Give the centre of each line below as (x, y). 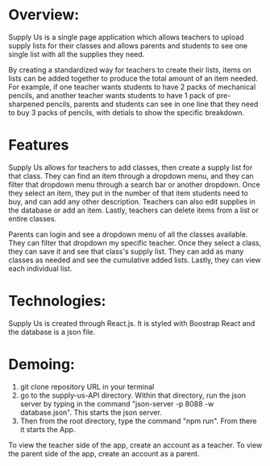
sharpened (26, 104)
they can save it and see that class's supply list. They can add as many (126, 251)
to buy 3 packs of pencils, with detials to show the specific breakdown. (126, 112)
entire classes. (33, 218)
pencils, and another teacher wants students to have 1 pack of (112, 95)
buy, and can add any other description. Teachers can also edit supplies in (132, 201)
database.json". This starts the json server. (91, 412)
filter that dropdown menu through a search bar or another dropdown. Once (134, 184)
